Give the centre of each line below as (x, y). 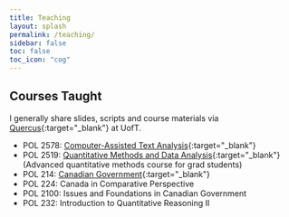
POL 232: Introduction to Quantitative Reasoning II (116, 203)
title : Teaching (40, 18)
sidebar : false (38, 43)
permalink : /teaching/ (52, 34)
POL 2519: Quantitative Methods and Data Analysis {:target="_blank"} (151, 155)
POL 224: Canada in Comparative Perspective (108, 184)
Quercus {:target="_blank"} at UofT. (76, 127)
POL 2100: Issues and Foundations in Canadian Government (135, 193)
